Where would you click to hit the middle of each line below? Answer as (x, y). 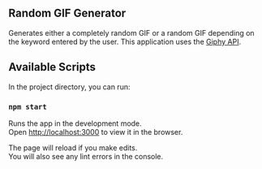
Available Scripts (52, 67)
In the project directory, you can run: (69, 87)
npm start (28, 106)
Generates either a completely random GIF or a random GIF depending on (131, 32)
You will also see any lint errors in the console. (86, 156)
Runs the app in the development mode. (75, 123)
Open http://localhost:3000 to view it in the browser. (96, 132)
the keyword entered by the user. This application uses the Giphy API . (125, 41)
